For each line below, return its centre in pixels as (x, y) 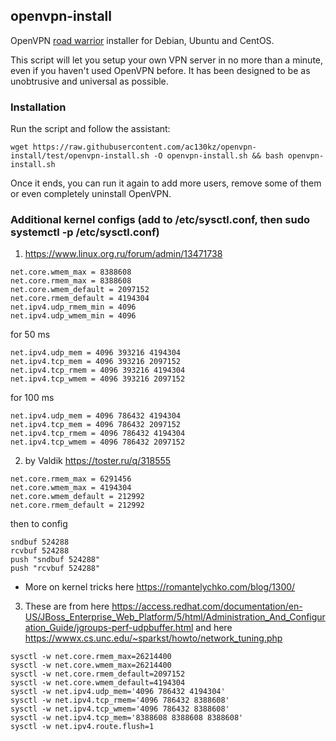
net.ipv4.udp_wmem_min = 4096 (73, 316)
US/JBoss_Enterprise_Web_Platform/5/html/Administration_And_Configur (175, 617)
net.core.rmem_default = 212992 (77, 505)
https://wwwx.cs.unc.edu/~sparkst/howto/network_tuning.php (153, 638)
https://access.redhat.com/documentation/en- (207, 606)
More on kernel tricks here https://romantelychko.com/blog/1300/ (160, 587)
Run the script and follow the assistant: (90, 129)
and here (214, 628)
